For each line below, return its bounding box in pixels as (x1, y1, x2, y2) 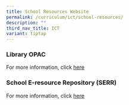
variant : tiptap (6, 31, 46, 37)
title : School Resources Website (6, 8, 89, 15)
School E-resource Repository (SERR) (6, 78, 117, 87)
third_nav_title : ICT (6, 25, 60, 31)
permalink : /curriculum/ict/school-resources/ (6, 14, 124, 20)
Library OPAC (6, 50, 46, 59)
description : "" (6, 20, 46, 26)
